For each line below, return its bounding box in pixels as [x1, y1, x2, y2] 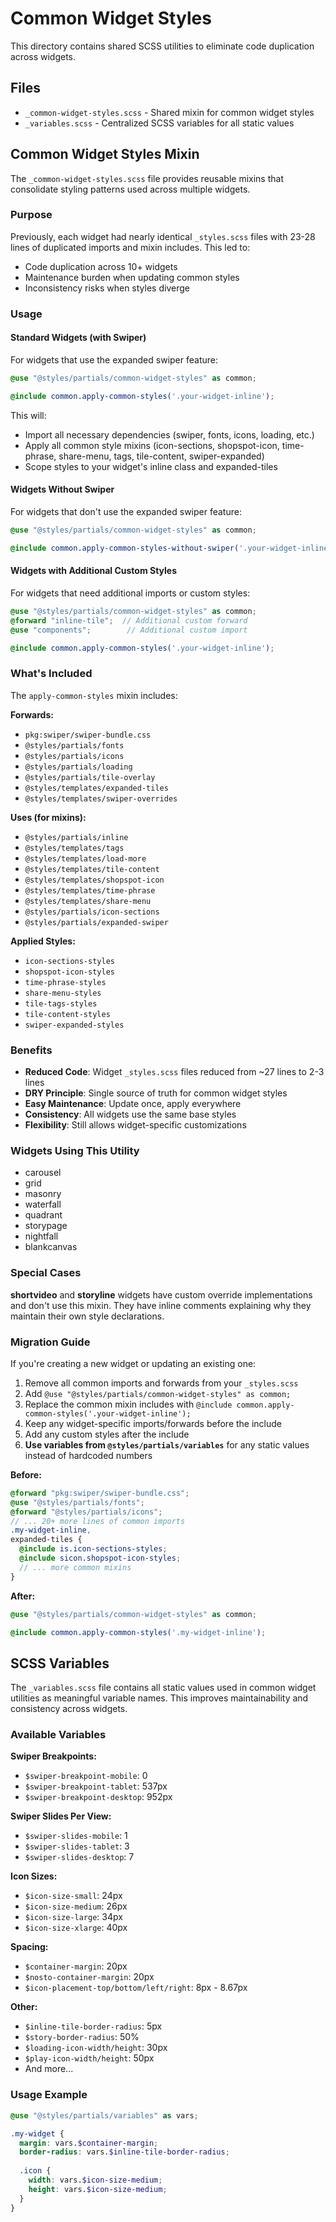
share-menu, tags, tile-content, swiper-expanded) [58, 450, 265, 462]
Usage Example [10, 2088, 88, 2102]
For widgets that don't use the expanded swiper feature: [10, 505, 242, 517]
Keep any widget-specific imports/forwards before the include [24, 1417, 283, 1429]
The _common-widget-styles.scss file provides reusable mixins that [10, 172, 284, 184]
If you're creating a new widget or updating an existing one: [10, 1357, 257, 1369]
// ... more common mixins [19, 1562, 132, 1572]
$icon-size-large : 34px [24, 1911, 123, 1923]
